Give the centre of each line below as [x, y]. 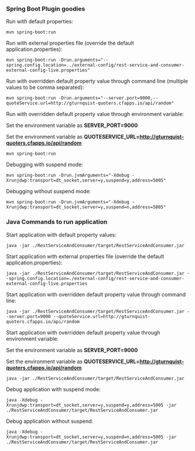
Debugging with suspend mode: [45, 165]
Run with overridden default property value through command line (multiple [97, 81]
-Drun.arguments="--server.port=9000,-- [108, 98]
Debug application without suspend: [50, 421]
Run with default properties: [40, 22]
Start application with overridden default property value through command [96, 294]
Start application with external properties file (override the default [85, 256]
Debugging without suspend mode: [49, 192]
